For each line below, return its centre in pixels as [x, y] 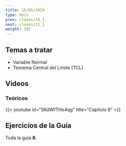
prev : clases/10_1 [25, 19]
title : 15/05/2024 [25, 10]
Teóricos [17, 98]
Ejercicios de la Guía [38, 126]
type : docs [17, 15]
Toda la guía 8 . [21, 138]
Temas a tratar [29, 50]
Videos [17, 84]
